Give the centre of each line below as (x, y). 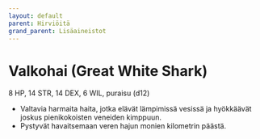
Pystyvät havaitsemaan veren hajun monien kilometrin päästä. (123, 126)
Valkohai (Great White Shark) (108, 71)
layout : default (36, 16)
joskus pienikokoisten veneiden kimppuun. (91, 117)
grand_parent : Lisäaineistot (57, 31)
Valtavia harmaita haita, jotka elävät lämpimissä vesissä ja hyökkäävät (136, 109)
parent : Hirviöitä (39, 23)
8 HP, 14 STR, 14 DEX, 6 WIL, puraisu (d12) (79, 93)
